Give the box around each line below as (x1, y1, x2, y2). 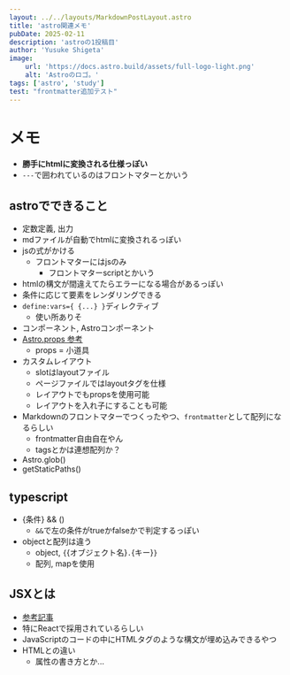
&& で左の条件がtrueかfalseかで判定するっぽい (34, 525, 200, 536)
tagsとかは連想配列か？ (34, 444, 121, 456)
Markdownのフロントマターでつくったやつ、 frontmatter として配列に (21, 411, 274, 422)
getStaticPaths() (21, 464, 81, 474)
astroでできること (9, 198, 109, 213)
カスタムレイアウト (21, 356, 93, 367)
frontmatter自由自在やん (34, 433, 124, 444)
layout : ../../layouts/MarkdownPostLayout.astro (9, 12, 192, 22)
